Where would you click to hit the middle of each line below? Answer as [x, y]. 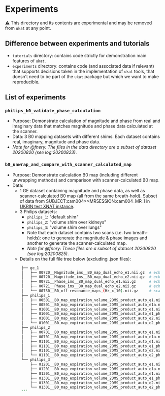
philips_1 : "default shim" [53, 217]
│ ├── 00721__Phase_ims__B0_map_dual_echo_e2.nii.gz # [86, 286]
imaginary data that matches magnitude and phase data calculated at [82, 126]
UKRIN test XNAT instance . [47, 206]
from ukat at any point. [28, 28]
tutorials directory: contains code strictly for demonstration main [79, 55]
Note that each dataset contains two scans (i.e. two [79, 232]
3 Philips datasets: [38, 212]
